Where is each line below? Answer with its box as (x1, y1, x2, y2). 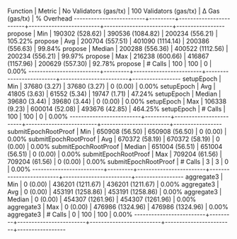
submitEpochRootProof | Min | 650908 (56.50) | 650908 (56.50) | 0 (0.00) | (7, 128, 227, 135)
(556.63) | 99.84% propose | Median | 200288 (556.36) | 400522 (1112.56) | (7, 45, 229, 52)
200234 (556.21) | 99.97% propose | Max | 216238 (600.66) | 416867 (7, 52, 209, 60)
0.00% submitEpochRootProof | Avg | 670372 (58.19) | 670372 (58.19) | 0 (7, 135, 221, 143)
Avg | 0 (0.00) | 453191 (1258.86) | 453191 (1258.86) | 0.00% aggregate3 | (7, 188, 222, 196)
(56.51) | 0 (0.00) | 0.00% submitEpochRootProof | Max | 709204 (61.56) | (7, 150, 222, 158)
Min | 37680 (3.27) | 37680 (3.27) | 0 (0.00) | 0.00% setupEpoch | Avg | (7, 82, 216, 90)
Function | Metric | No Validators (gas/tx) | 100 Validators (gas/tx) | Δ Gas (7, 7, 220, 15)
